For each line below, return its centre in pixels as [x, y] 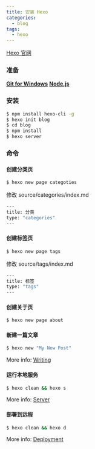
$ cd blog [19, 125]
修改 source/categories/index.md [47, 195]
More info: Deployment [35, 439]
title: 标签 [20, 281]
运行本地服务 [22, 374]
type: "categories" [31, 217]
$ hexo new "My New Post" [39, 348]
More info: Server [28, 400]
